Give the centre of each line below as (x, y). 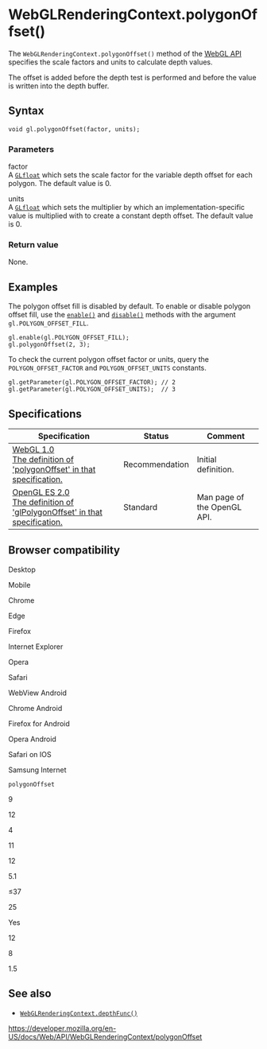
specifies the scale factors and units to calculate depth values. (110, 62)
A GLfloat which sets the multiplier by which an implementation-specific (126, 208)
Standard (140, 507)
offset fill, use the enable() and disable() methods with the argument (122, 315)
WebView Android (38, 693)
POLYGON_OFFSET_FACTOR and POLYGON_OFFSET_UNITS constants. (107, 368)
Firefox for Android (39, 723)
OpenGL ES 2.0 (41, 492)
